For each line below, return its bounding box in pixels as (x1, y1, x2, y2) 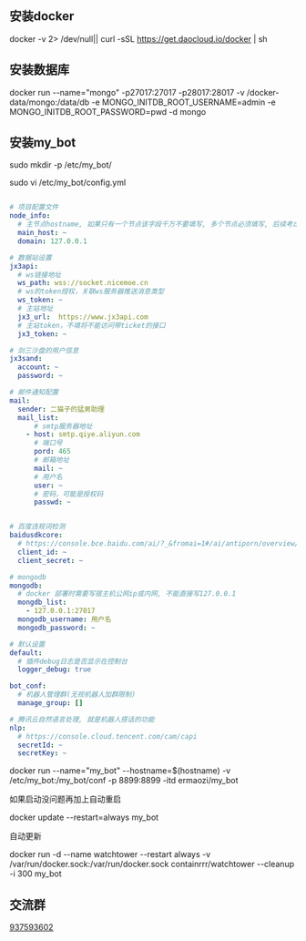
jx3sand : (9, 354, 43, 363)
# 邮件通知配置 (9, 388, 59, 397)
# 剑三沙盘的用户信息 (9, 345, 79, 355)
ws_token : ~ (17, 295, 64, 305)
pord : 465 (33, 447, 71, 456)
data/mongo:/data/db (9, 97, 90, 107)
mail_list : (17, 413, 59, 422)
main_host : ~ (17, 229, 67, 238)
